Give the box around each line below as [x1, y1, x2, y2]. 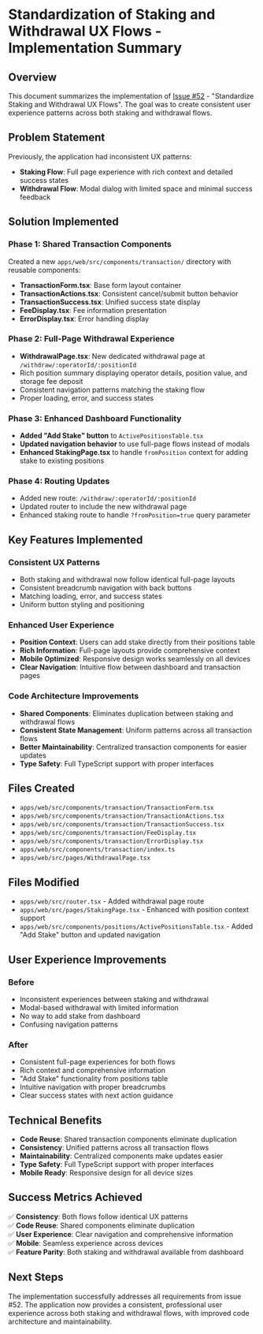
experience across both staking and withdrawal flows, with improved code [8, 1308, 250, 1317]
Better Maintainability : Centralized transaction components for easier [19, 742, 247, 751]
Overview [8, 70, 57, 84]
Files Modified [8, 875, 80, 889]
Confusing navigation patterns [19, 1019, 118, 1029]
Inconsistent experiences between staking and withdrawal [19, 994, 209, 1004]
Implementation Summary [8, 39, 183, 57]
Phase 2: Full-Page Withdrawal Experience [8, 333, 175, 345]
